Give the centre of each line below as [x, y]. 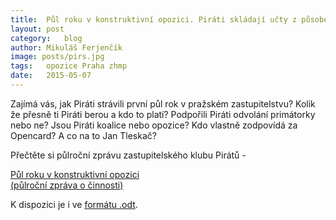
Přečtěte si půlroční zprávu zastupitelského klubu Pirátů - [128, 155]
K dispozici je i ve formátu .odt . [74, 204]
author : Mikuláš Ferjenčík [66, 47]
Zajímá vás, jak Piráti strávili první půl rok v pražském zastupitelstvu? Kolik [163, 103]
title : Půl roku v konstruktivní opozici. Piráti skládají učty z [154, 19]
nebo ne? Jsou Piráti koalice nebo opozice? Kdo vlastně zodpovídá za [154, 125]
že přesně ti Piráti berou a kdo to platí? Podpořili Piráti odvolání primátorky [163, 114]
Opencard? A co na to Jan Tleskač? [83, 135]
